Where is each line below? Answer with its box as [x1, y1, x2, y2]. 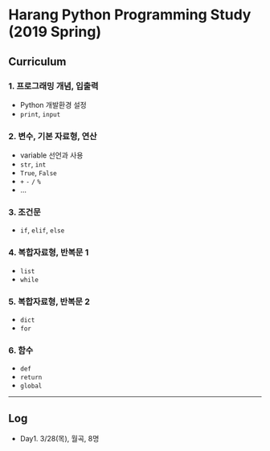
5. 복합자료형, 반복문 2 [8, 296, 91, 307]
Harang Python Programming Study [8, 6, 252, 24]
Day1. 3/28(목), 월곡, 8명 [19, 434, 100, 444]
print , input [19, 109, 61, 118]
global [19, 382, 43, 391]
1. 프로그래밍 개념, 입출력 [8, 80, 99, 92]
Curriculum [8, 55, 67, 68]
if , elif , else [19, 225, 65, 235]
